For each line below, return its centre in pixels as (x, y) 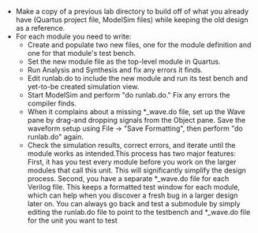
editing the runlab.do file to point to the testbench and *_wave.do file (139, 212)
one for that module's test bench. (82, 53)
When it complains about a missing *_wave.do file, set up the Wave (136, 112)
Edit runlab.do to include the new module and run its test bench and (138, 78)
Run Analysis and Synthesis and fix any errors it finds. (115, 70)
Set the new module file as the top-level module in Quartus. (124, 61)
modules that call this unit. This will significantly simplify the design (137, 170)
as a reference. (40, 28)
